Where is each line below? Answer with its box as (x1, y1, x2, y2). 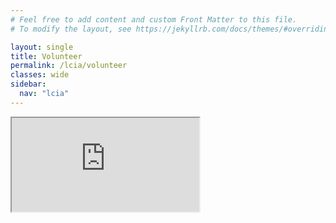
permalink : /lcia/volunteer (10, 61, 128, 71)
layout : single (10, 42, 74, 52)
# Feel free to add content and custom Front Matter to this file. (10, 14, 298, 25)
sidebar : (10, 79, 47, 90)
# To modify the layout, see (10, 24, 132, 34)
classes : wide (10, 70, 70, 80)
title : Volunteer (10, 51, 83, 61)
